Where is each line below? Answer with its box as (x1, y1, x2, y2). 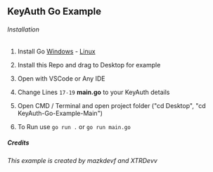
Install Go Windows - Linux (17, 47, 96, 55)
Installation (7, 25, 40, 34)
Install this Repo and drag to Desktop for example (17, 60, 161, 69)
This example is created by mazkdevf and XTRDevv (7, 156, 158, 164)
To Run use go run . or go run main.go (17, 122, 131, 131)
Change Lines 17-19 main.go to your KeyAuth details (17, 88, 170, 96)
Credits (7, 138, 30, 147)
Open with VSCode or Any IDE (17, 74, 105, 83)
